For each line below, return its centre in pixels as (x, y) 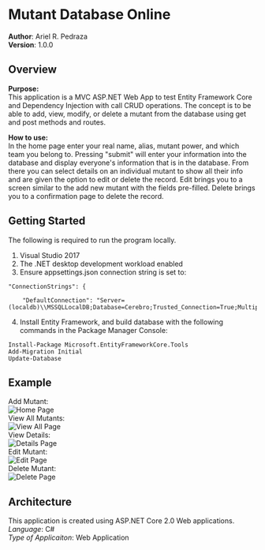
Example (30, 382)
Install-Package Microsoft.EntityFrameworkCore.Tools (99, 345)
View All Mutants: (37, 418)
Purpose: (24, 88)
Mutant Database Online (90, 15)
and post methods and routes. (57, 122)
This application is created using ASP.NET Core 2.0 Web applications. (121, 521)
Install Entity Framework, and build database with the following (121, 322)
